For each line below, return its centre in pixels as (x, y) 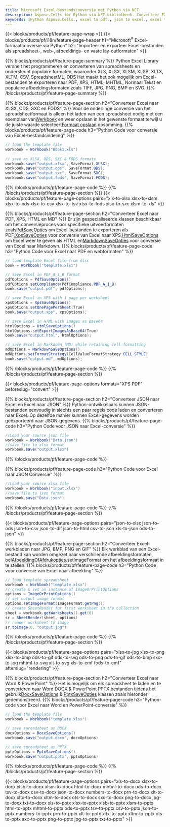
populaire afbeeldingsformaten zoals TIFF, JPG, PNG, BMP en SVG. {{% (80, 88)
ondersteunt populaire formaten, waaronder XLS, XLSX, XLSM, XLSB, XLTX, (84, 72)
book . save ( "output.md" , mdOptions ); (44, 359)
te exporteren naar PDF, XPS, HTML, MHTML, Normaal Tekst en (95, 82)
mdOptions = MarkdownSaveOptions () (43, 349)
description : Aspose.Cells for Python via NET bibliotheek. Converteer (82, 15)
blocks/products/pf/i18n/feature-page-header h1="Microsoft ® (69, 40)
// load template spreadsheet (37, 580)
